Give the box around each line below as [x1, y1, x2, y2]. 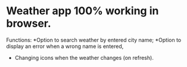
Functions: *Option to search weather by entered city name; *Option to [6, 36, 182, 43]
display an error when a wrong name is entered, [6, 43, 124, 50]
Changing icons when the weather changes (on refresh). [14, 54, 154, 61]
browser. [6, 17, 52, 30]
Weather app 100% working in [6, 4, 159, 18]
